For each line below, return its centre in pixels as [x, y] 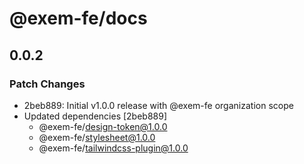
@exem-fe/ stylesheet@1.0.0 [97, 137]
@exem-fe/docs [78, 18]
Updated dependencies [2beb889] [95, 116]
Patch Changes [47, 84]
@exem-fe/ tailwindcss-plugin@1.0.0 [113, 148]
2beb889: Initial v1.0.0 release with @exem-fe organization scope [158, 105]
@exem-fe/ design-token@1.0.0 [103, 126]
